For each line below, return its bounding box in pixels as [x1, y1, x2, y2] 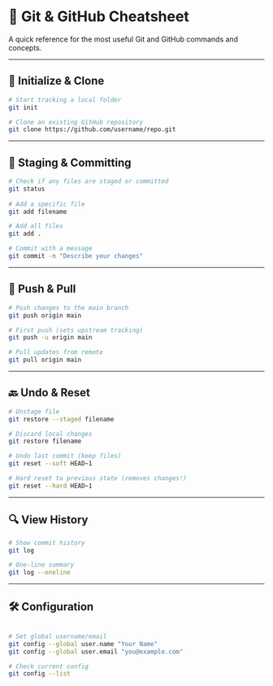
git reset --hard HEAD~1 [8, 482, 93, 490]
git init [8, 103, 38, 111]
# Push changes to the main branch [8, 304, 129, 312]
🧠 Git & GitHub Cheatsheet [8, 7, 189, 26]
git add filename [8, 208, 67, 216]
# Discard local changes [8, 430, 93, 438]
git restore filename [8, 437, 82, 446]
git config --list [8, 670, 71, 678]
